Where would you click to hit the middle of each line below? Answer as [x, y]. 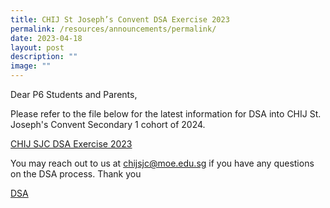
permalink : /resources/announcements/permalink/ [113, 29]
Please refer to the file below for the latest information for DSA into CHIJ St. [166, 114]
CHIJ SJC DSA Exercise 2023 [71, 144]
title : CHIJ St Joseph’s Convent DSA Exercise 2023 [120, 19]
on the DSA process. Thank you [76, 174]
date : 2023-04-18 [46, 38]
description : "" [44, 57]
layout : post [37, 47]
